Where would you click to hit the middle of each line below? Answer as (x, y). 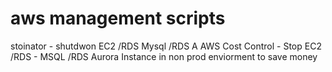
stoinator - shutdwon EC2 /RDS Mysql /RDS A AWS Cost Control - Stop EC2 (166, 46)
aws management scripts (118, 18)
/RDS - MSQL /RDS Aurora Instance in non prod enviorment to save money (164, 56)
